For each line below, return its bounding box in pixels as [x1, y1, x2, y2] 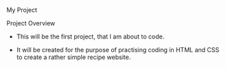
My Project [6, 6, 38, 14]
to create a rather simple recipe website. [16, 53, 131, 61]
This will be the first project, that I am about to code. [16, 32, 165, 41]
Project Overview [6, 19, 56, 27]
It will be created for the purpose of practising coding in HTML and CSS [16, 46, 220, 54]
